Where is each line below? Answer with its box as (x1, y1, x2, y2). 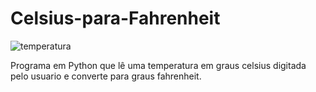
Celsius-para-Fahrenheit (10, 7, 221, 30)
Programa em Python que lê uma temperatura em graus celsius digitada (10, 59, 307, 71)
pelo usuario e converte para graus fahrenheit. (10, 70, 202, 82)
